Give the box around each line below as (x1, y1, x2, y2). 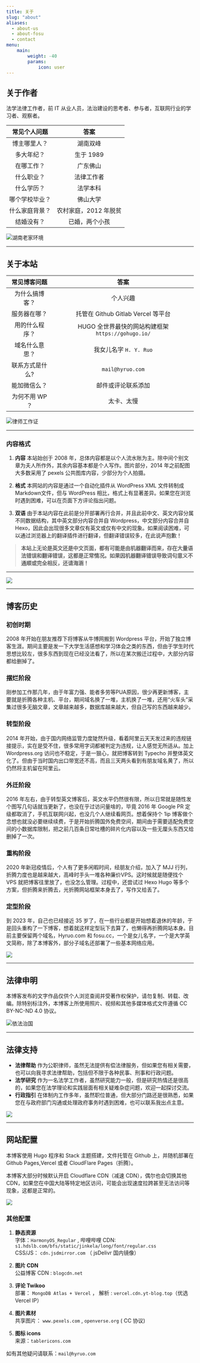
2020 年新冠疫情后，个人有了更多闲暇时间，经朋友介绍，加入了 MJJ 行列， (6, 864, 191, 871)
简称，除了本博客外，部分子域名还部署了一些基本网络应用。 (11, 939, 158, 947)
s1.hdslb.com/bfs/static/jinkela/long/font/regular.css (14, 1243, 157, 1250)
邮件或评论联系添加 (96, 381, 151, 390)
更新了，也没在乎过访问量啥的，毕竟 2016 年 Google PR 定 (47, 803, 190, 810)
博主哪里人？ (12, 140, 49, 148)
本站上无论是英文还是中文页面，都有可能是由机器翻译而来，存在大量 (20, 545, 188, 552)
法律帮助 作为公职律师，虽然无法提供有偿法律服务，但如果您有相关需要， (14, 1062, 194, 1069)
